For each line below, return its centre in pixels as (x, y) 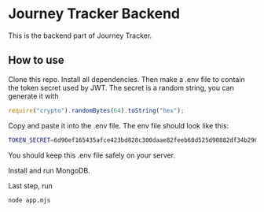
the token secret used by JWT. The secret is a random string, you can (121, 87)
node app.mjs (29, 200)
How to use (36, 60)
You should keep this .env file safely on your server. (92, 155)
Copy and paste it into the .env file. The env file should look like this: (119, 125)
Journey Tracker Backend (94, 14)
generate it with (33, 96)
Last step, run (31, 185)
